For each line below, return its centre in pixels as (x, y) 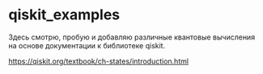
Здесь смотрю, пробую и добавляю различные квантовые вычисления (132, 37)
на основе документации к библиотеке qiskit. (87, 45)
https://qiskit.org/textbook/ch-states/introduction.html (98, 61)
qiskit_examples (64, 15)
